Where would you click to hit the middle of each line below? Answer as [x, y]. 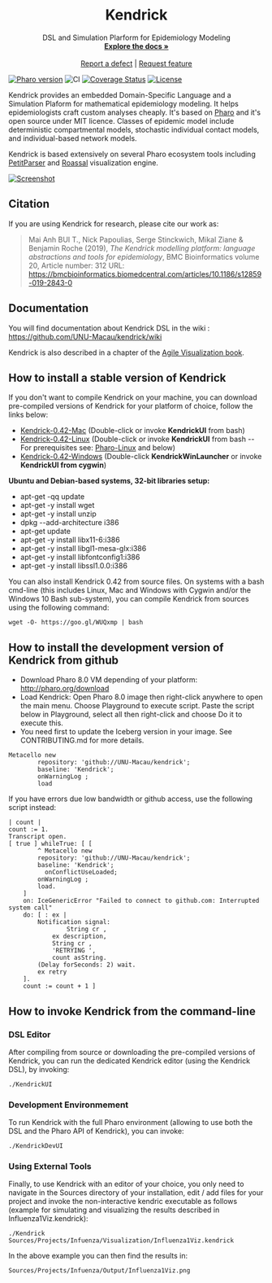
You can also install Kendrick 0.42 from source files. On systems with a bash [136, 582]
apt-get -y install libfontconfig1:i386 [80, 557]
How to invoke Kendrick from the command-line [132, 1011]
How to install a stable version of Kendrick [117, 377]
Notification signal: [74, 922]
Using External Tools [50, 1167]
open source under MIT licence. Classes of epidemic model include [121, 120]
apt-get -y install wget [57, 506]
